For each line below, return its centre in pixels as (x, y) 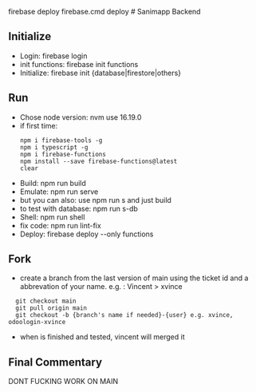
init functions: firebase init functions (79, 64)
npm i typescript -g (54, 147)
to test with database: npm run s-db (79, 208)
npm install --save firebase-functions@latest (98, 161)
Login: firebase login (53, 56)
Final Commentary (55, 362)
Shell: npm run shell (52, 217)
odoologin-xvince (37, 323)
